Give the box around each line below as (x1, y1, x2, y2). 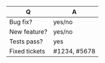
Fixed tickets (9, 47, 45, 55)
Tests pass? (9, 37, 43, 46)
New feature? (9, 28, 48, 35)
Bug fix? (9, 18, 33, 26)
